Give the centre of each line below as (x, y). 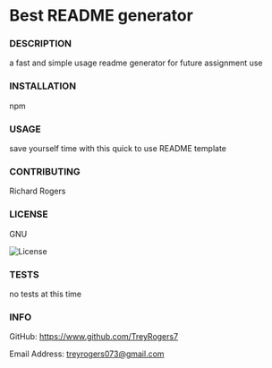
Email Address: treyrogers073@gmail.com (87, 354)
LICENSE (29, 214)
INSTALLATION (43, 86)
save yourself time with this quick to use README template (118, 149)
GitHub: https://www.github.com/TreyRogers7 (94, 337)
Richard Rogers (38, 191)
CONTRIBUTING (45, 171)
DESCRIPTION (41, 44)
